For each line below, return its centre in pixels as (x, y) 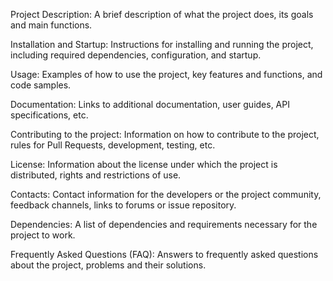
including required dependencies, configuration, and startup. (136, 55)
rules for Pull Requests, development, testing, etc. (113, 145)
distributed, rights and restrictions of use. (96, 175)
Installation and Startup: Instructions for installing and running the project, (162, 44)
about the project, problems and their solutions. (108, 265)
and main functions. (51, 25)
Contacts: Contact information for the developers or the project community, (166, 194)
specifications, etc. (49, 115)
